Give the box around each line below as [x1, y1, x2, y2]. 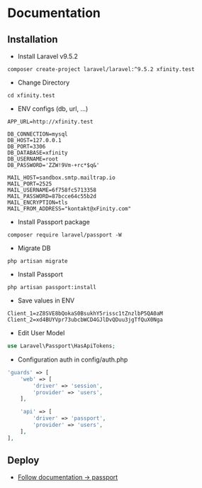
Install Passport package [17, 218, 90, 226]
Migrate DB [17, 244, 51, 252]
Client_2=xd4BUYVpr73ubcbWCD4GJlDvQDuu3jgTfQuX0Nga [7, 316, 163, 323]
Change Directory [17, 78, 70, 87]
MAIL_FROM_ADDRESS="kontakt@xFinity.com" [7, 205, 132, 212]
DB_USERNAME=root [7, 156, 59, 163]
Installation [7, 33, 58, 45]
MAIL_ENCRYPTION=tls [7, 199, 69, 206]
